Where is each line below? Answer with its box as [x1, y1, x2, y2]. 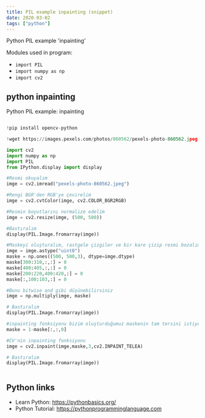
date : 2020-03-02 [6, 15, 51, 21]
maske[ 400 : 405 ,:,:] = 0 [6, 264, 67, 271]
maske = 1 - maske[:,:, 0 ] [6, 326, 67, 332]
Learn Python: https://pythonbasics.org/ [15, 398, 117, 406]
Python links [6, 382, 55, 392]
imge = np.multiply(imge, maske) [6, 293, 92, 299]
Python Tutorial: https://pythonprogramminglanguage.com [15, 405, 162, 412]
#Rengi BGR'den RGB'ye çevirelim [6, 192, 92, 198]
